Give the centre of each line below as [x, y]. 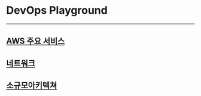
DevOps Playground [57, 10]
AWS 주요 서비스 [36, 41]
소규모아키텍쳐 [32, 86]
